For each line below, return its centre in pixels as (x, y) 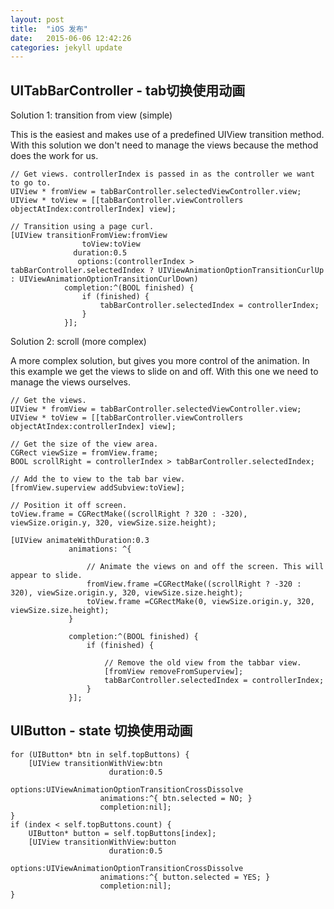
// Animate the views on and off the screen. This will (205, 567)
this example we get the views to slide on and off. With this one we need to (164, 372)
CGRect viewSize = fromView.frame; (84, 453)
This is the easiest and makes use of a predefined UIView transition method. (167, 135)
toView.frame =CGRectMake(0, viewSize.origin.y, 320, (200, 602)
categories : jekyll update (66, 47)
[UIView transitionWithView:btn (95, 763)
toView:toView (111, 244)
